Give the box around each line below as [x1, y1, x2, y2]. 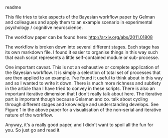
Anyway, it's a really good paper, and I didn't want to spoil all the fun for [5, 122, 154, 127]
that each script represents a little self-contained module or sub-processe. [5, 54, 159, 60]
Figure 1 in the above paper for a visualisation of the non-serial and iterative [5, 107, 161, 112]
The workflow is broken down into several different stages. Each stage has [5, 44, 159, 49]
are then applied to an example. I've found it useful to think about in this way [5, 75, 163, 80]
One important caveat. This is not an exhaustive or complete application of [5, 64, 159, 70]
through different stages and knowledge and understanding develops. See [5, 101, 159, 107]
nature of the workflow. [5, 112, 54, 118]
